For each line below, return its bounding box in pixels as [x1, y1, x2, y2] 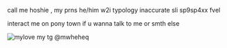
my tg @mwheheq [36, 33, 89, 41]
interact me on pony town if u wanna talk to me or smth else [7, 19, 180, 27]
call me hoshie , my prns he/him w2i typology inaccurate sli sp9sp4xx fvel [7, 6, 221, 14]
